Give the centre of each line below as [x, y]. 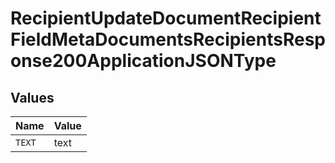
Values [32, 97]
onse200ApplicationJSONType [143, 61]
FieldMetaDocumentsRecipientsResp [168, 39]
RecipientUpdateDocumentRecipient [166, 18]
